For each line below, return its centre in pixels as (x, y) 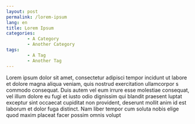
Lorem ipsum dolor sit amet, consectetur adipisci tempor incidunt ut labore (97, 78)
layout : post (22, 11)
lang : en (17, 22)
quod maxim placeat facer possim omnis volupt (64, 115)
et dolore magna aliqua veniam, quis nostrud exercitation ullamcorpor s (92, 83)
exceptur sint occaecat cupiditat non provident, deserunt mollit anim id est (96, 102)
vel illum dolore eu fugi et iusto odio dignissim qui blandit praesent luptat (94, 96)
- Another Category (51, 45)
